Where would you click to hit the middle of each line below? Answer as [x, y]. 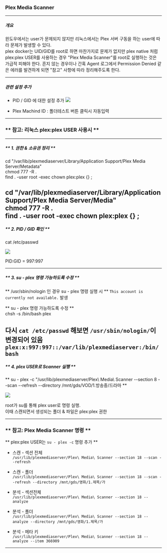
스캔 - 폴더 [23, 472]
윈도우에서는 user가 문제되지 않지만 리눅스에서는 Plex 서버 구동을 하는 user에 [80, 39]
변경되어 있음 [24, 340]
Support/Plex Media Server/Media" [61, 200]
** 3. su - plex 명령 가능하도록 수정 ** [42, 277]
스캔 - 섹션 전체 [27, 453]
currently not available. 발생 [37, 297]
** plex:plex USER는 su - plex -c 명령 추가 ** [51, 442]
